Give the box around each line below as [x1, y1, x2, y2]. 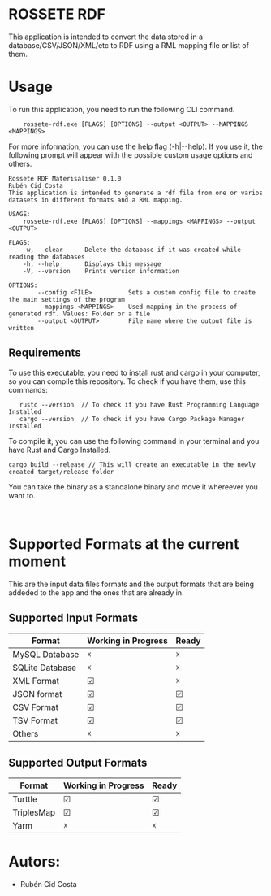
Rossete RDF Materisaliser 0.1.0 [8, 174, 122, 183]
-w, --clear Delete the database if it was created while [23, 246, 242, 254]
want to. [8, 490, 36, 500]
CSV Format [12, 702, 59, 713]
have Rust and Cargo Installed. [8, 445, 111, 455]
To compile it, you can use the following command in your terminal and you [8, 436, 260, 446]
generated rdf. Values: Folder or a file [8, 310, 151, 318]
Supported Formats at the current [8, 534, 239, 553]
